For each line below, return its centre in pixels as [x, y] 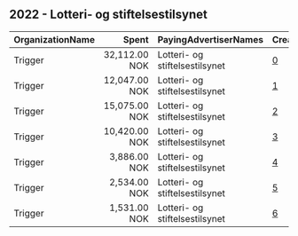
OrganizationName [55, 39]
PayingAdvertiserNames [211, 39]
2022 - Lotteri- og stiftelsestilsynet [109, 15]
